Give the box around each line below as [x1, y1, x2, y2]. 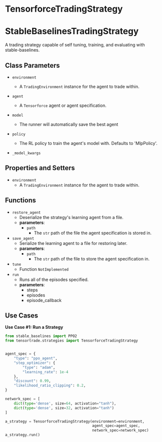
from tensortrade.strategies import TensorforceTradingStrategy [5, 338, 138, 343]
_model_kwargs [12, 150, 41, 156]
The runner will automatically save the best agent [19, 121, 118, 127]
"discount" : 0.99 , [14, 379, 51, 383]
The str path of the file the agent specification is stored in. [34, 230, 152, 236]
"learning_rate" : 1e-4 [22, 369, 69, 374]
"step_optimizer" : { [14, 360, 55, 365]
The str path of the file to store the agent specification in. [34, 256, 150, 261]
